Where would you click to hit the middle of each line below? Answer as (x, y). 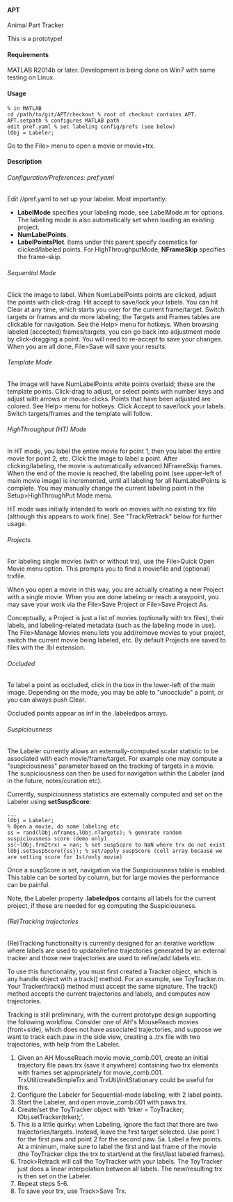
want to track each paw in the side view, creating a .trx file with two (104, 1037)
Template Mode (30, 362)
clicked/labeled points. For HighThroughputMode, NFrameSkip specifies (121, 249)
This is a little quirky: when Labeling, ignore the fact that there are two (118, 1124)
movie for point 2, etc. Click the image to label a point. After (93, 459)
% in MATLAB (24, 108)
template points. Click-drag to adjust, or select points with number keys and (116, 391)
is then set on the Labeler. (54, 1176)
